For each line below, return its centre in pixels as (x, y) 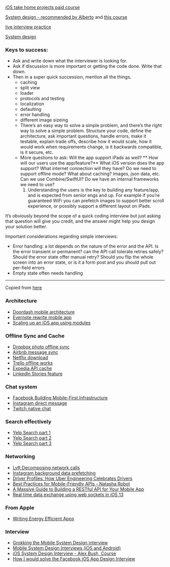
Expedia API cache (32, 368)
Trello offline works (33, 363)
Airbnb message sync (35, 352)
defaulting (31, 109)
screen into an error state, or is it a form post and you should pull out (84, 262)
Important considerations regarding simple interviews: (61, 236)
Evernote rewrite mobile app (42, 317)
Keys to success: (27, 50)
